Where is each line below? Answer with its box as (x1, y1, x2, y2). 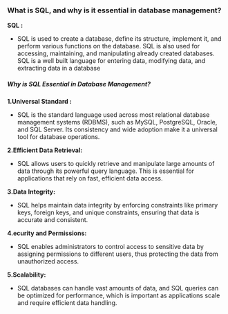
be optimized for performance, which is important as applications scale (17, 291, 220, 299)
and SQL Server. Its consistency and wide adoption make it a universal (17, 125, 218, 133)
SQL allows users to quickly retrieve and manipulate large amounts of (17, 160, 215, 168)
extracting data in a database (17, 64, 101, 73)
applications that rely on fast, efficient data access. (17, 174, 164, 183)
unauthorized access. (17, 257, 79, 266)
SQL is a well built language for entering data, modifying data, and (17, 57, 206, 65)
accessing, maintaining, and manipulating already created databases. (17, 49, 215, 57)
